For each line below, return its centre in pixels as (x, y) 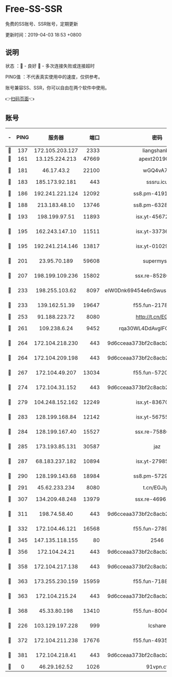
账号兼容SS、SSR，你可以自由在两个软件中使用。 (57, 87)
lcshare (157, 626)
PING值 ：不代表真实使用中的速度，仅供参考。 (54, 77)
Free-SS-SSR (34, 9)
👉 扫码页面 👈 (20, 99)
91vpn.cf (157, 667)
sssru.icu (157, 182)
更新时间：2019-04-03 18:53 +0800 (44, 34)
